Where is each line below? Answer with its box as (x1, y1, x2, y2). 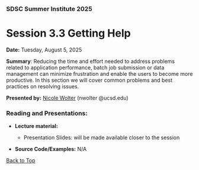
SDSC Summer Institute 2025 (6, 5, 93, 13)
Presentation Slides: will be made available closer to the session (23, 134, 180, 141)
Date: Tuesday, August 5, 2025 (6, 46, 82, 53)
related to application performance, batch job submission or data (6, 64, 165, 71)
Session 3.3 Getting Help (6, 27, 131, 40)
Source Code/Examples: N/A (14, 146, 87, 153)
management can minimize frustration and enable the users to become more (6, 70, 193, 77)
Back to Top (6, 157, 36, 164)
